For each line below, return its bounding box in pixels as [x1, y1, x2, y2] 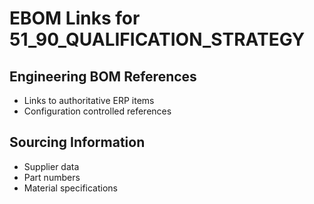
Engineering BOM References [9, 68, 197, 85]
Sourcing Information [9, 134, 146, 151]
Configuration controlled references [23, 105, 172, 117]
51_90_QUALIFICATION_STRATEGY [9, 28, 306, 51]
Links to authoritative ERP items [23, 95, 155, 106]
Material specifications [23, 182, 119, 194]
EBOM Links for [9, 7, 141, 30]
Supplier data [23, 160, 80, 172]
